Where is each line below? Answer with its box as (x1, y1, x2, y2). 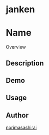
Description (6, 59, 44, 67)
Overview (6, 44, 26, 50)
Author (6, 111, 29, 120)
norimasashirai (6, 124, 37, 131)
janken (6, 4, 35, 15)
